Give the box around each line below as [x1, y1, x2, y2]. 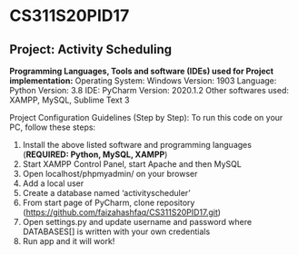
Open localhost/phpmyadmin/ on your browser [22, 169, 198, 179]
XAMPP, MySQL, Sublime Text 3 [9, 94, 130, 105]
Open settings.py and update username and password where [22, 217, 253, 227]
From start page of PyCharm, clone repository [22, 197, 195, 208]
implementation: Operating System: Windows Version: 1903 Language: [9, 75, 277, 86]
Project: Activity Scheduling [9, 42, 173, 57]
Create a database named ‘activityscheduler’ [22, 188, 191, 198]
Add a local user [22, 178, 84, 189]
